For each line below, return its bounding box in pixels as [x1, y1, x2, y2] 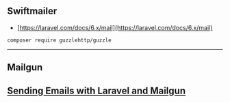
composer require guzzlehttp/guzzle [7, 37, 112, 44]
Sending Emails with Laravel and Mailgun [7, 85, 186, 96]
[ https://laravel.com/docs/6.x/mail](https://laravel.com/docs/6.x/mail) [16, 23, 213, 31]
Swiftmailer [7, 5, 57, 17]
